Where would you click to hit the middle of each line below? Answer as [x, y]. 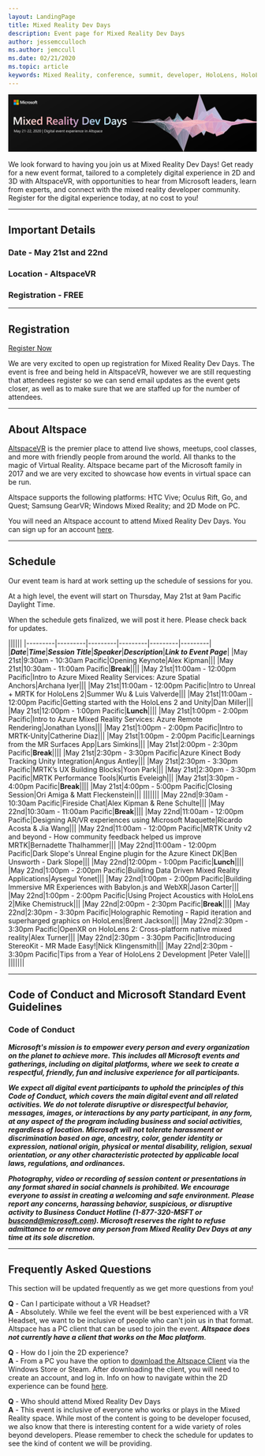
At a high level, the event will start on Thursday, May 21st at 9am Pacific [125, 596]
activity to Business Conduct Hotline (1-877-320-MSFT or [105, 1212]
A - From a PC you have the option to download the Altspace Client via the [129, 1361]
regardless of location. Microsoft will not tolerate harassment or [116, 1130]
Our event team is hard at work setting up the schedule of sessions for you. [131, 580]
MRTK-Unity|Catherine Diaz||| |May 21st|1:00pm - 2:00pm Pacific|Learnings [131, 736]
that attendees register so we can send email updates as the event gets [124, 380]
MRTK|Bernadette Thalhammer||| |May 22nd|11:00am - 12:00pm [112, 845]
